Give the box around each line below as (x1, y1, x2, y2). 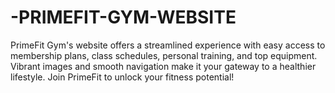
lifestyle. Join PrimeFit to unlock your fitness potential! (10, 71, 235, 83)
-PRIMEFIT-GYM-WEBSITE (10, 6, 237, 29)
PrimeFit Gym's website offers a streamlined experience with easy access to (10, 39, 326, 51)
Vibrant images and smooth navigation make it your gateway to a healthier (10, 60, 317, 72)
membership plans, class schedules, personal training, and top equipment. (10, 49, 318, 61)
